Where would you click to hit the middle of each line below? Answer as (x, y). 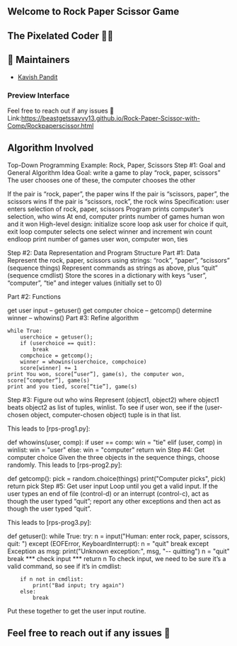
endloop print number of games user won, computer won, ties (98, 239)
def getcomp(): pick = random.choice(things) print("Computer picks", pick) (117, 478)
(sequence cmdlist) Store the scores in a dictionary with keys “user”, (107, 275)
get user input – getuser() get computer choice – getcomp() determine (110, 310)
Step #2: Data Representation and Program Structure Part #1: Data (104, 253)
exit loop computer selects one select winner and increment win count (110, 231)
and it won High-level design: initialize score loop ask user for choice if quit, (118, 224)
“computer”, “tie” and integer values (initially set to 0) (85, 283)
